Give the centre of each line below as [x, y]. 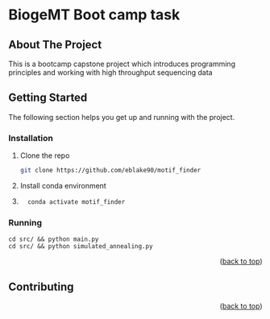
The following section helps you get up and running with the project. [122, 117]
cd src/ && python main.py [54, 239]
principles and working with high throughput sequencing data [110, 72]
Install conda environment [63, 185]
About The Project [55, 45]
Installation [31, 138]
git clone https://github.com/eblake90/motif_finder [110, 171]
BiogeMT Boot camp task [94, 15]
